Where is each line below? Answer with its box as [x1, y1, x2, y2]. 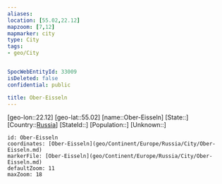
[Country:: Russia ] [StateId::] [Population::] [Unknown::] [7, 121, 167, 129]
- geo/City [7, 50, 39, 57]
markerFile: [7, 152, 42, 160]
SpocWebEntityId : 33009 [7, 68, 78, 75]
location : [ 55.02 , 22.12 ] [7, 17, 80, 24]
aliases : [7, 10, 33, 18]
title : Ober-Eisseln [7, 94, 68, 101]
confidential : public [7, 81, 71, 88]
